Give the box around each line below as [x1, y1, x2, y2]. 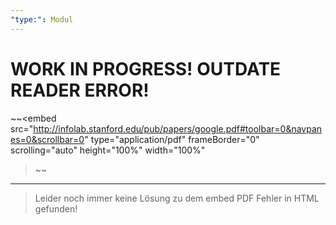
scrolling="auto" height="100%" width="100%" [10, 144, 206, 156]
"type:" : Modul [10, 14, 74, 25]
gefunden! [34, 202, 78, 215]
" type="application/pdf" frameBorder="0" [84, 133, 260, 145]
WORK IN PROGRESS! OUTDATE [10, 57, 282, 80]
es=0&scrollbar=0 [10, 133, 85, 145]
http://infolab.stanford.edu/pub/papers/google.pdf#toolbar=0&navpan [33, 122, 323, 135]
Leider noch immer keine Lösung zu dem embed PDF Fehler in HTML [34, 192, 320, 204]
